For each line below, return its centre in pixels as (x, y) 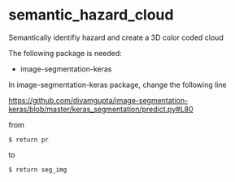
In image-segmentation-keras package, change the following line (117, 84)
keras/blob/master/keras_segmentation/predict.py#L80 (101, 109)
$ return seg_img (38, 169)
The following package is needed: (65, 53)
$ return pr (28, 140)
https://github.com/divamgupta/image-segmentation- (98, 100)
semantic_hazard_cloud (91, 15)
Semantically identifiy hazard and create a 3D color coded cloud (116, 37)
